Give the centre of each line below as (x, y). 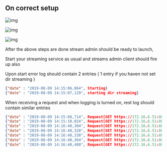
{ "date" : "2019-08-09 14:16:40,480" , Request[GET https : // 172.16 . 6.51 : (82, 145)
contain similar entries (28, 108)
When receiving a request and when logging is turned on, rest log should (80, 102)
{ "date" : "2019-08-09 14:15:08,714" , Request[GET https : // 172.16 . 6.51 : (82, 117)
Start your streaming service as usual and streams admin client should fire (81, 59)
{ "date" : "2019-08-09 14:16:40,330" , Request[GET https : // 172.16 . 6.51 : (82, 136)
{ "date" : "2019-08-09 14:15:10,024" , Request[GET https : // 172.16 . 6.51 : (82, 122)
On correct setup (32, 8)
